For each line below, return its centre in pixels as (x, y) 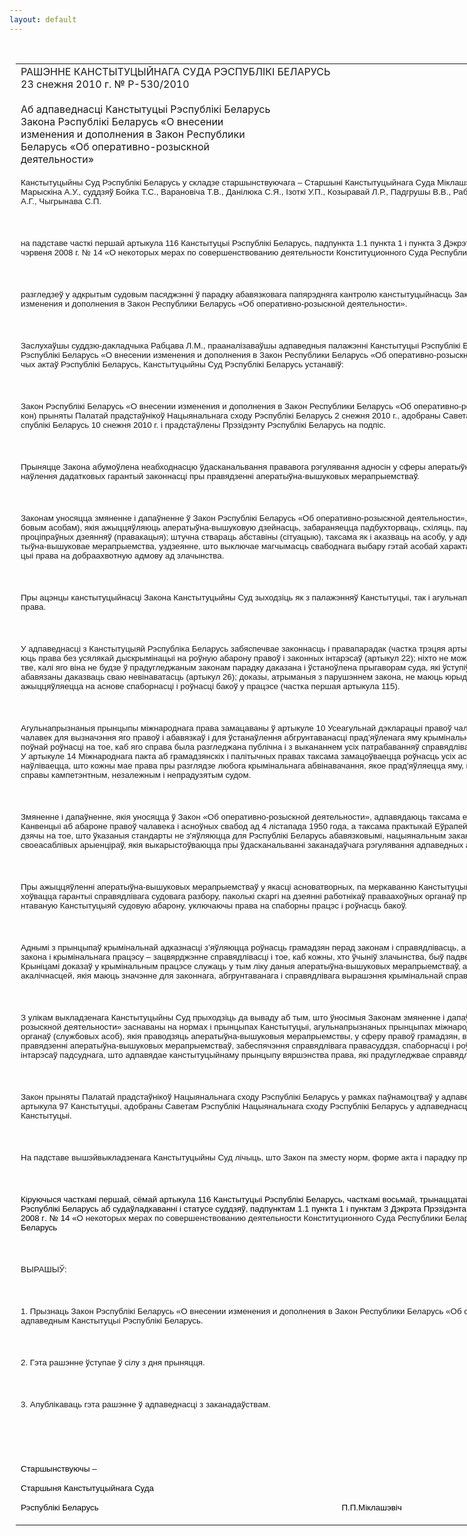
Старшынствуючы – (58, 1468)
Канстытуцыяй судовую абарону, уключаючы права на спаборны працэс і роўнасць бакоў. (233, 905)
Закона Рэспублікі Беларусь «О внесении (122, 121)
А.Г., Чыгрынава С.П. (61, 201)
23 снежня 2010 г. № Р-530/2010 (105, 84)
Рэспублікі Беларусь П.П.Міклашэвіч (211, 1507)
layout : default (43, 19)
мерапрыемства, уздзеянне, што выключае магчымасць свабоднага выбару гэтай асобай (265, 546)
